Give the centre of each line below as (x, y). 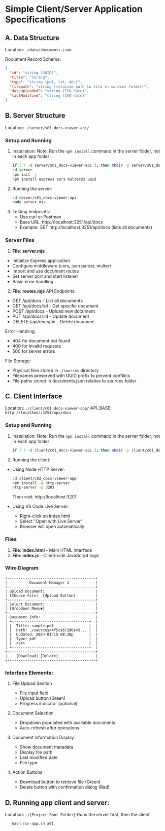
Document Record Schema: (33, 59)
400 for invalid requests (36, 346)
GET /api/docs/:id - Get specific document (55, 306)
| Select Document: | (51, 604)
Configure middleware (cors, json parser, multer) (62, 265)
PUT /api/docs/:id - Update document (51, 316)
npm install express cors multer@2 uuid (54, 179)
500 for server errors (33, 351)
